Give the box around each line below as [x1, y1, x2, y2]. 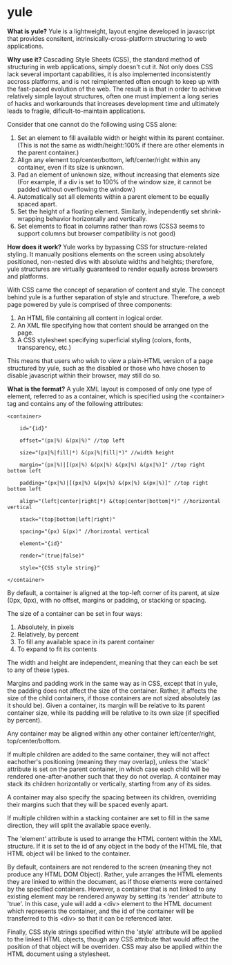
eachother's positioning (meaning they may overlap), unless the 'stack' [7, 757, 209, 765]
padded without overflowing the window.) [17, 185, 136, 193]
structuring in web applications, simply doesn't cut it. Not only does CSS [7, 62, 213, 71]
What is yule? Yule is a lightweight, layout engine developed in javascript [7, 27, 215, 35]
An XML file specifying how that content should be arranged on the [17, 321, 209, 329]
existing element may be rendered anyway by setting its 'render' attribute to [7, 892, 223, 901]
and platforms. [7, 272, 49, 281]
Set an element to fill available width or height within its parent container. [17, 133, 224, 142]
